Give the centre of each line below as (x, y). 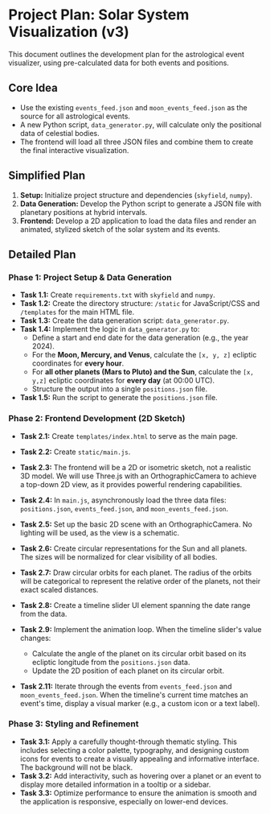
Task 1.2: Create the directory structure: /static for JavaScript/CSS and (139, 304)
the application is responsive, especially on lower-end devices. (124, 801)
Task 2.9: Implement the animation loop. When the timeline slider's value (141, 629)
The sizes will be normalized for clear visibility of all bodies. (119, 556)
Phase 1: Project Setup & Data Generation (90, 277)
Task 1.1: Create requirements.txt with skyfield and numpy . (117, 295)
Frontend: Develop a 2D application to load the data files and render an (138, 221)
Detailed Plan (42, 254)
